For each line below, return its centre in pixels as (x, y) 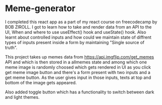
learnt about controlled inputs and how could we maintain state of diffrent (78, 37)
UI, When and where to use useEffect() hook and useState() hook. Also (76, 32)
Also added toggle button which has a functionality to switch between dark (80, 92)
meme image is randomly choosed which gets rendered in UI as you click (78, 67)
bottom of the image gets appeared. (41, 82)
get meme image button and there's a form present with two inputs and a (78, 72)
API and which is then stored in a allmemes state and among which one (76, 62)
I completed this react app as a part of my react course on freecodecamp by (81, 22)
